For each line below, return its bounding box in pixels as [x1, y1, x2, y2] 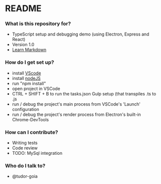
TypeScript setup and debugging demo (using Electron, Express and [12, 31, 149, 37]
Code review [12, 145, 38, 151]
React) [12, 37, 26, 42]
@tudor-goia [12, 173, 38, 179]
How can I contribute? [5, 129, 58, 135]
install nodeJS [12, 75, 41, 81]
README [5, 3, 42, 14]
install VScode [12, 70, 41, 76]
